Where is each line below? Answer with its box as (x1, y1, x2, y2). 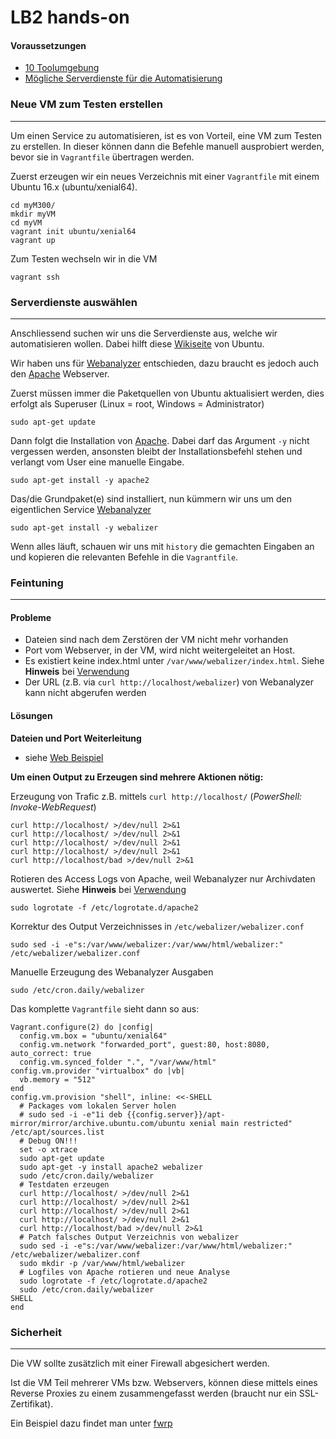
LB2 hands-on (10, 6, 130, 29)
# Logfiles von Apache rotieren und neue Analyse (19, 1267, 230, 1277)
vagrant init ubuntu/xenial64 (10, 226, 137, 236)
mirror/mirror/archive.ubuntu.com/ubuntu (10, 1118, 186, 1128)
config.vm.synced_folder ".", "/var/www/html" (19, 1057, 217, 1067)
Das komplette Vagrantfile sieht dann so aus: (10, 1002, 200, 1015)
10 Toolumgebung (24, 62, 100, 74)
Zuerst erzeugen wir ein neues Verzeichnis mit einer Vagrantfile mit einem (10, 170, 320, 182)
